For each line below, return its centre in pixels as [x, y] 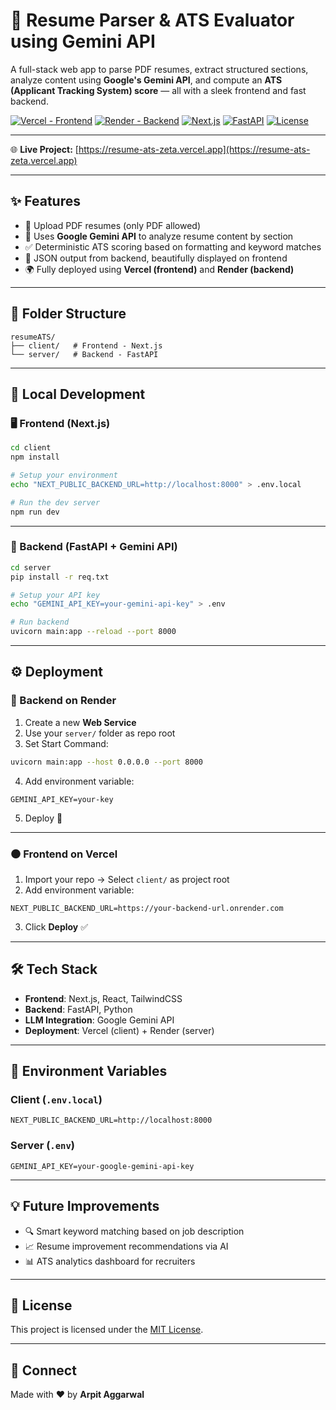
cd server [31, 567]
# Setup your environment [64, 475]
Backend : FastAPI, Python [78, 1009]
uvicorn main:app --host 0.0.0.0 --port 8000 [106, 762]
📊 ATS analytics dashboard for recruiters [110, 1261]
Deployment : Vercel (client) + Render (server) [119, 1030]
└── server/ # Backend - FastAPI [84, 354]
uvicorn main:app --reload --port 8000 [93, 632]
